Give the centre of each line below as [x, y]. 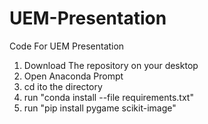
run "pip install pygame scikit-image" [100, 108]
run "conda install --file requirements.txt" [108, 97]
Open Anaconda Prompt [73, 76]
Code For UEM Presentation [67, 46]
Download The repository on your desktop [111, 65]
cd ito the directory [63, 86]
